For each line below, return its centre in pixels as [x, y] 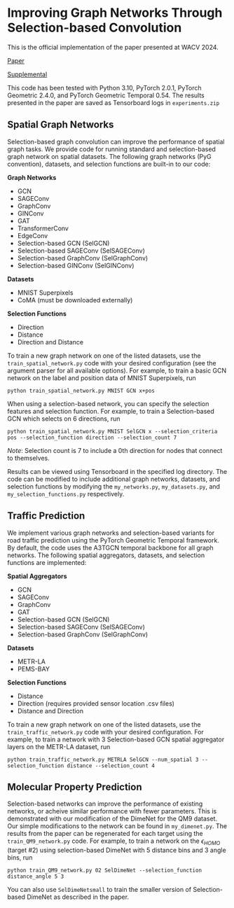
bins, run [20, 858]
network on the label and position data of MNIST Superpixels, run [102, 378]
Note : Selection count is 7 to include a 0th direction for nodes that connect [115, 450]
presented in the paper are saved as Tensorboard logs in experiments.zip [113, 102]
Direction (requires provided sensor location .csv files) [96, 703]
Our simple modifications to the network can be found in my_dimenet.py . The [117, 826]
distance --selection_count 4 [111, 766]
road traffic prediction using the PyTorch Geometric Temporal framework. [113, 540]
